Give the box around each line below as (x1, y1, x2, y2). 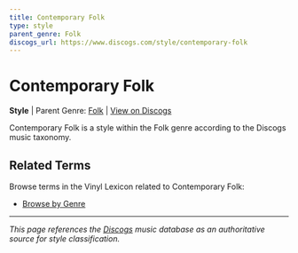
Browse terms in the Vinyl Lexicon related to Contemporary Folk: (9, 181, 246, 192)
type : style (9, 21, 53, 30)
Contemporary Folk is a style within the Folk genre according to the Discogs (9, 123, 286, 133)
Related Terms (9, 157, 91, 173)
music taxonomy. (9, 132, 72, 143)
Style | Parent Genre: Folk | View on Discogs (9, 106, 172, 116)
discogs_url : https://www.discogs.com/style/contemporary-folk (9, 37, 248, 47)
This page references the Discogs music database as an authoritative (9, 224, 266, 234)
